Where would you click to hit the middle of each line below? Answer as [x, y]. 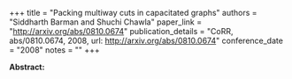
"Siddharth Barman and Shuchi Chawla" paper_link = [105, 22]
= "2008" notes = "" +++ [54, 50]
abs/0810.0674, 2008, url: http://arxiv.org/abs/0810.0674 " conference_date [146, 40]
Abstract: [27, 67]
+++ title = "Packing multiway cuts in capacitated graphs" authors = [134, 13]
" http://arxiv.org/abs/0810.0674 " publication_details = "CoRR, [121, 31]
